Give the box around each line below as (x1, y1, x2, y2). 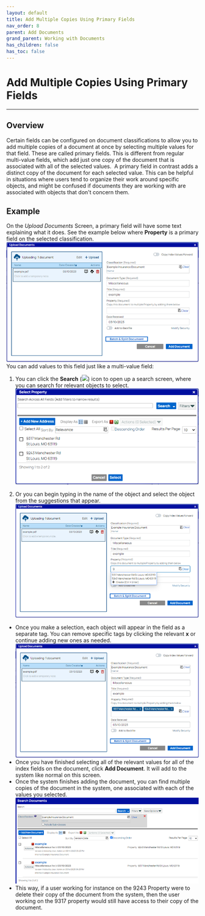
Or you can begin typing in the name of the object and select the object (15, 490, 195, 498)
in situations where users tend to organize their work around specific (6, 175, 179, 183)
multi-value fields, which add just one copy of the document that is (6, 156, 175, 163)
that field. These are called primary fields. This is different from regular (6, 150, 184, 157)
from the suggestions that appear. (15, 497, 101, 504)
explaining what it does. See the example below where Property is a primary (6, 229, 199, 236)
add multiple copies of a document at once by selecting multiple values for (6, 143, 194, 150)
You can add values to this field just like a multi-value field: (6, 362, 154, 369)
